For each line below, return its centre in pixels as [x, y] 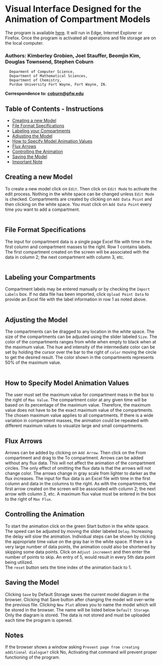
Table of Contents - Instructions [54, 109]
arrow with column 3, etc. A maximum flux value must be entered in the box [81, 494]
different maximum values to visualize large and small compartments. [74, 426]
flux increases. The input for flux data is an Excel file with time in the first [78, 478]
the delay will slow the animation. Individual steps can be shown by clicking [80, 536]
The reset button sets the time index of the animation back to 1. [68, 567]
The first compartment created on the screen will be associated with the [77, 252]
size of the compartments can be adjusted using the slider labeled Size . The [81, 337]
